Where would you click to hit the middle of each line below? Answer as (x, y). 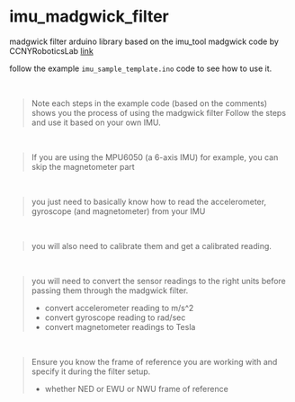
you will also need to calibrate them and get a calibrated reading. (152, 246)
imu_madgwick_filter (89, 17)
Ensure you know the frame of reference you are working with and (154, 362)
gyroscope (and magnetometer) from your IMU (118, 211)
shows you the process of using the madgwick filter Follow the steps (158, 112)
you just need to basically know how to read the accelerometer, (149, 201)
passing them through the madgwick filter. (110, 290)
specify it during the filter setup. (91, 371)
